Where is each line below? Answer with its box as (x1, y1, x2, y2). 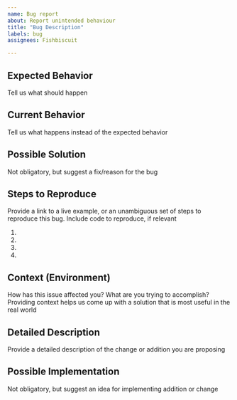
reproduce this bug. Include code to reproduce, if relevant (7, 214, 177, 223)
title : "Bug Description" (7, 23, 84, 31)
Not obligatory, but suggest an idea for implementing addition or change (7, 384, 219, 393)
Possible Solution (7, 149, 87, 161)
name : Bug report (7, 10, 59, 18)
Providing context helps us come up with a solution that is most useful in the (7, 298, 231, 307)
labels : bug (7, 30, 43, 38)
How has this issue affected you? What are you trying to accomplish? (7, 290, 209, 299)
